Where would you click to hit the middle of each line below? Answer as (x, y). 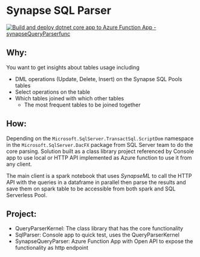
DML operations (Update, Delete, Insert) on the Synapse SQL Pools (98, 79)
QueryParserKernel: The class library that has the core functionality (99, 229)
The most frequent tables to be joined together (82, 105)
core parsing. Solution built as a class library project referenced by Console (100, 151)
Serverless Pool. (27, 195)
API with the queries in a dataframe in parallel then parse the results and (96, 182)
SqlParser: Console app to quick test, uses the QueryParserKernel (97, 235)
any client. (19, 164)
